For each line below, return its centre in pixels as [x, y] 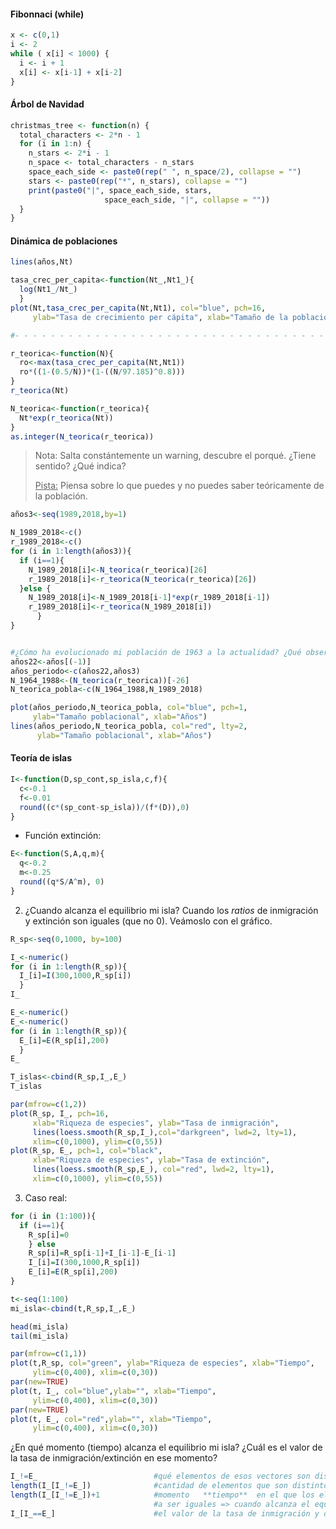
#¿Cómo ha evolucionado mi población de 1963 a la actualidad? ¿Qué [156, 652]
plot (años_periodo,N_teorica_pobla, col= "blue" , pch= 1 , [129, 708]
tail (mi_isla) [40, 1336]
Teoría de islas [41, 758]
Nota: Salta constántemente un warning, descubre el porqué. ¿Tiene [175, 456]
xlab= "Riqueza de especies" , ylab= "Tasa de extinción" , [151, 1160]
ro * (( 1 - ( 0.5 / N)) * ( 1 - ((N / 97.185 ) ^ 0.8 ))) [102, 372]
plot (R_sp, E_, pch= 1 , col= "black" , [86, 1151]
